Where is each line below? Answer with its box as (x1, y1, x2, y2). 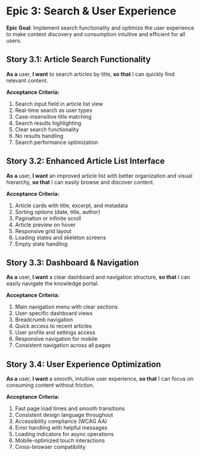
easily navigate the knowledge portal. (6, 280, 99, 287)
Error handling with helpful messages (14, 424, 108, 431)
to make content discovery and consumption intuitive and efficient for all (6, 30, 186, 37)
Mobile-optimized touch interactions (14, 437, 105, 444)
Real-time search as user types (14, 107, 92, 114)
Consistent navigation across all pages (14, 342, 111, 349)
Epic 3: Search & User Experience (6, 4, 177, 18)
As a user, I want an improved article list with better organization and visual (6, 172, 193, 179)
